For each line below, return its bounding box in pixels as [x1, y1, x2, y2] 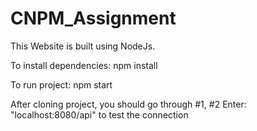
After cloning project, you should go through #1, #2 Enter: [10, 98, 247, 110]
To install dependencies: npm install [10, 59, 158, 71]
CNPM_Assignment [10, 7, 177, 30]
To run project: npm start [10, 78, 113, 91]
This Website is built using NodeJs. [10, 40, 156, 52]
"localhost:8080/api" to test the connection [10, 108, 189, 121]
